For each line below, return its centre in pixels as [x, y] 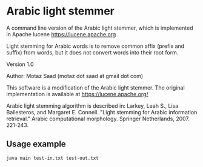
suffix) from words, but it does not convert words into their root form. [92, 52]
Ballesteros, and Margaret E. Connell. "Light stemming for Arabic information [102, 112]
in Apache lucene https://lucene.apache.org [61, 34]
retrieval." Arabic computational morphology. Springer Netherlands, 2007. [98, 119]
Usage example [36, 144]
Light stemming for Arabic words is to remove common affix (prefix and [95, 46]
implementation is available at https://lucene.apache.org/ [77, 94]
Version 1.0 [20, 64]
